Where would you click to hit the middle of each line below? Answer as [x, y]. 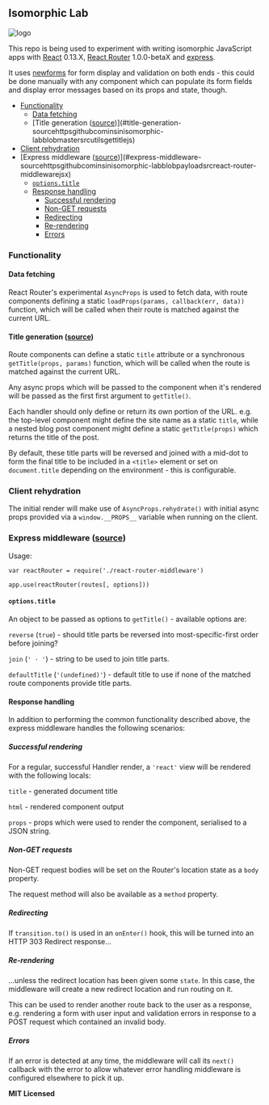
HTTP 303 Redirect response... [60, 942]
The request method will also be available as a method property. [113, 894]
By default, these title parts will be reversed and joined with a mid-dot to [128, 453]
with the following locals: [50, 775]
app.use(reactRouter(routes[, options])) [79, 585]
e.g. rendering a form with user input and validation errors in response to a [132, 1014]
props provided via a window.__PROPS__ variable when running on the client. [133, 517]
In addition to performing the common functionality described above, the [129, 720]
